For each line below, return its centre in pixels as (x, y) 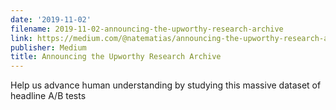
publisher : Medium (48, 47)
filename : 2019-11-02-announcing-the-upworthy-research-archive (147, 29)
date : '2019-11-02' (51, 19)
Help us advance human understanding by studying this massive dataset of (166, 85)
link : (21, 38)
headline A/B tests (48, 96)
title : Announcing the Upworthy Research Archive (116, 57)
